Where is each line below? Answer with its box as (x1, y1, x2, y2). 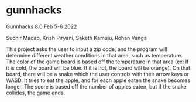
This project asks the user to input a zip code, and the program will (6, 45, 167, 53)
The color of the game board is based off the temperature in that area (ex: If (6, 58, 189, 65)
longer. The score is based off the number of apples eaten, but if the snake (6, 83, 187, 90)
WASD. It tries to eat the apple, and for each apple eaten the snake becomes (6, 77, 191, 84)
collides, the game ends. (6, 89, 66, 96)
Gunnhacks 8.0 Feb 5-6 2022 (6, 23, 77, 30)
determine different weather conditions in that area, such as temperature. (6, 52, 183, 59)
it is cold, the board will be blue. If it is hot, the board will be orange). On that (6, 64, 191, 71)
